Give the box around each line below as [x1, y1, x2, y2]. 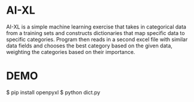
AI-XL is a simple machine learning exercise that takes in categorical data [6, 23, 187, 30]
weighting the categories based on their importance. [6, 48, 136, 55]
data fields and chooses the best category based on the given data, [6, 42, 173, 49]
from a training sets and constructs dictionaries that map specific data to [6, 29, 185, 36]
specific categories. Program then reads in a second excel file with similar [6, 36, 188, 43]
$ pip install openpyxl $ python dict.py [6, 88, 100, 95]
